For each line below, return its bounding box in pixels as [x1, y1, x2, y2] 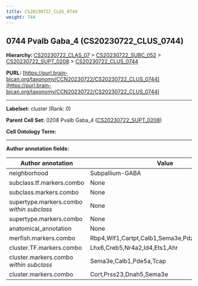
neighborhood [9, 169, 49, 177]
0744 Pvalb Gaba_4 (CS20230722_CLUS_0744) [6, 36, 184, 46]
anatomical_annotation [9, 225, 72, 233]
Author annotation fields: [6, 145, 70, 152]
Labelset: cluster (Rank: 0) [6, 105, 71, 112]
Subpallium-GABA [90, 169, 141, 177]
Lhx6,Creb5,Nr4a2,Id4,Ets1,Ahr [90, 243, 179, 252]
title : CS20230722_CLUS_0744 [6, 8, 78, 15]
